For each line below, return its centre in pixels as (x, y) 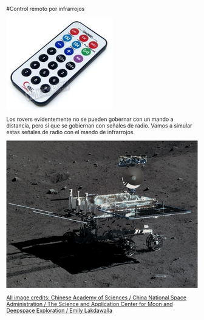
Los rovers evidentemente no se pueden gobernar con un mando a (90, 119)
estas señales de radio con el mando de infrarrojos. (71, 132)
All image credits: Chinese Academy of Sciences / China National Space (97, 298)
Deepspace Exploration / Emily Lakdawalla (59, 311)
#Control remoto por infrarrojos (46, 9)
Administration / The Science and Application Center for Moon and (90, 304)
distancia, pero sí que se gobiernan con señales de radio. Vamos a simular (99, 126)
